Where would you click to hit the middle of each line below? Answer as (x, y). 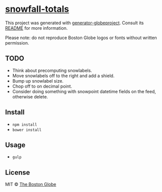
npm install (25, 125)
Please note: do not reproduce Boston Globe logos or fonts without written (81, 38)
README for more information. (36, 28)
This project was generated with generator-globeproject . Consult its (75, 23)
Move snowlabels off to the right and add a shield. (63, 76)
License (18, 172)
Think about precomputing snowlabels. (52, 70)
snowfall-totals (37, 9)
